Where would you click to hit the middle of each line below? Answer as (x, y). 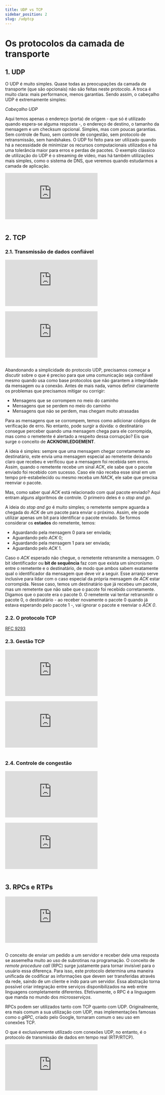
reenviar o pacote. (24, 483)
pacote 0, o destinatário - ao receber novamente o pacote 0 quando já (77, 600)
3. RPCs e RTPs (29, 887)
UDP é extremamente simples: (36, 100)
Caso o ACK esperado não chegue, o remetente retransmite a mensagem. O (82, 558)
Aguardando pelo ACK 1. (37, 548)
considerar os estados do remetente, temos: (50, 523)
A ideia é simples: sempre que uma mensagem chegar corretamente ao (78, 451)
